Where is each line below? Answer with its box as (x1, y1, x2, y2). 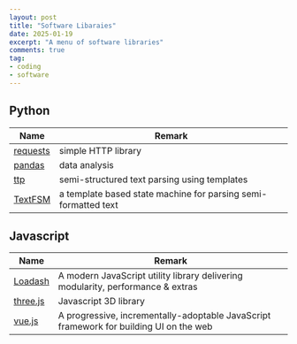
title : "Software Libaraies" (9, 21, 117, 30)
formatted (58, 198, 101, 210)
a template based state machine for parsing (58, 187, 240, 200)
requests (13, 144, 50, 157)
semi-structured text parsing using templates (58, 173, 248, 186)
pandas (13, 158, 45, 171)
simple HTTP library (58, 144, 142, 157)
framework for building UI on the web (57, 320, 213, 333)
